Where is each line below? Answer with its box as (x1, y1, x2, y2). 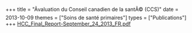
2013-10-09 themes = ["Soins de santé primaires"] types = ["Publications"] (5, 14, 187, 21)
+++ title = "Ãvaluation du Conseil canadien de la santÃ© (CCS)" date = (5, 6, 179, 13)
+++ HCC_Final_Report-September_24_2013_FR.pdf (5, 20, 131, 27)
